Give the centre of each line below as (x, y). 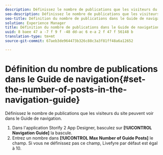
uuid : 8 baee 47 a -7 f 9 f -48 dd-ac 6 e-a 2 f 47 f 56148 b (69, 32)
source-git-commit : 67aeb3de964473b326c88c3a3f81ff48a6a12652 (69, 41)
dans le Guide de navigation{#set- (75, 79)
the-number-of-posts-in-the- (66, 89)
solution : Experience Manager (36, 23)
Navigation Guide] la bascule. (42, 133)
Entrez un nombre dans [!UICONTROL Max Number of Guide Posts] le (83, 138)
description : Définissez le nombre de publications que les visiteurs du (81, 9)
